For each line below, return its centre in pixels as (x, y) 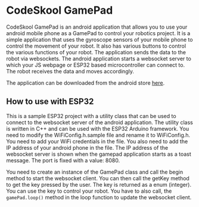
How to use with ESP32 (50, 102)
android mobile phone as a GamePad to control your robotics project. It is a (98, 33)
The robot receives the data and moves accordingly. (70, 71)
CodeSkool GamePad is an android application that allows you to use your (97, 27)
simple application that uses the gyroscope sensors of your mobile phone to (99, 39)
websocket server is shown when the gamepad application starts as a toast (99, 154)
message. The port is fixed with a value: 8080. (63, 160)
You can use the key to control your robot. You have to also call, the (89, 191)
